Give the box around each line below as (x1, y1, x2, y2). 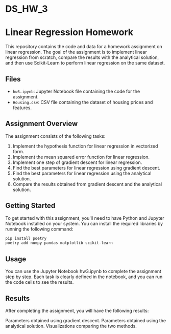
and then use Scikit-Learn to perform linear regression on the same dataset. (5, 60, 165, 66)
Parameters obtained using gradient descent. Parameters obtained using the (5, 317, 166, 323)
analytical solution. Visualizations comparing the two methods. (5, 323, 137, 329)
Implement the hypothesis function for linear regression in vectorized (12, 143, 158, 149)
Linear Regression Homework (5, 27, 134, 38)
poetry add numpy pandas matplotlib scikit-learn (5, 240, 113, 246)
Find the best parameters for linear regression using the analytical (12, 170, 152, 176)
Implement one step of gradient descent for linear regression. (12, 159, 142, 165)
